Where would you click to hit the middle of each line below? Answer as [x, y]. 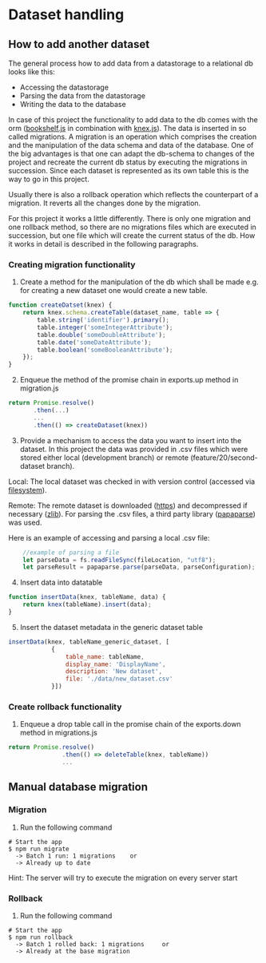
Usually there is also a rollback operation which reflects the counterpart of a [133, 194]
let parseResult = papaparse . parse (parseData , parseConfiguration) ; [139, 567]
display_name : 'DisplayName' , [115, 664]
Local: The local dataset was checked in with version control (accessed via [132, 481]
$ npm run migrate [39, 849]
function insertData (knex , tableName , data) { [87, 597]
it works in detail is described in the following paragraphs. [103, 244]
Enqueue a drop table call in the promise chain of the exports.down [130, 724]
